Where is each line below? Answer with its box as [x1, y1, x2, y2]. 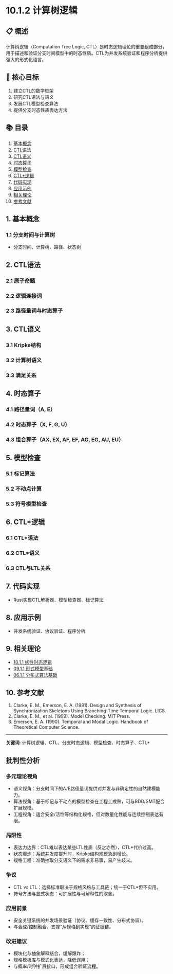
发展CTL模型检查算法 [13, 100, 59, 106]
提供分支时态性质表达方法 [13, 106, 68, 113]
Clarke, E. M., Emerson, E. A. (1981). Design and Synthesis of [13, 702, 142, 709]
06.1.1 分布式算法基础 [13, 672, 57, 678]
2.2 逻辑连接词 [6, 292, 42, 299]
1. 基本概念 [6, 214, 40, 224]
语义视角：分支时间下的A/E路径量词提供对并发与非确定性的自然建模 [13, 785, 156, 792]
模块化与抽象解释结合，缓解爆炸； [13, 950, 86, 957]
